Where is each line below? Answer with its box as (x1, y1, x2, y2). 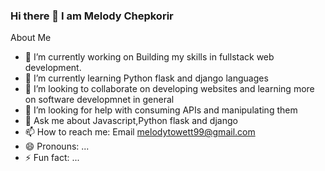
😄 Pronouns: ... (24, 140, 90, 153)
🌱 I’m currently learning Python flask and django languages (24, 72, 269, 84)
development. (24, 62, 82, 74)
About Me (10, 32, 52, 44)
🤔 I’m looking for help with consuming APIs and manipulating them (24, 104, 298, 116)
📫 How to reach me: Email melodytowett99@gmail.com (24, 126, 256, 138)
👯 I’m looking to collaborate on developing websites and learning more (24, 83, 315, 95)
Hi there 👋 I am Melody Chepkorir (10, 9, 174, 23)
